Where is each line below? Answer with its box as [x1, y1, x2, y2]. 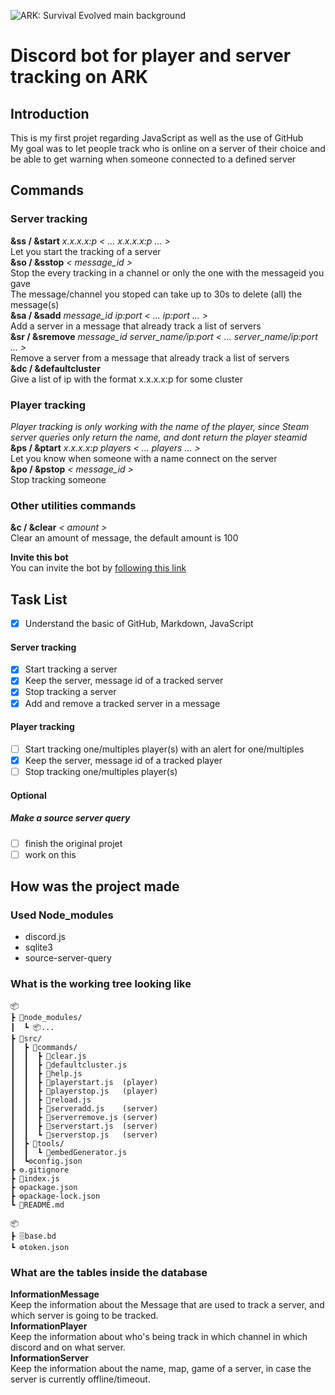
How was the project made [10, 878, 180, 895]
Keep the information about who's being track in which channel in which [10, 1330, 308, 1342]
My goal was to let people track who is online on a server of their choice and [10, 143, 326, 154]
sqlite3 [24, 941, 53, 954]
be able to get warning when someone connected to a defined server [10, 153, 297, 165]
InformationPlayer [10, 1320, 88, 1332]
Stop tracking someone [10, 473, 107, 485]
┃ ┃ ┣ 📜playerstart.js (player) [10, 1077, 159, 1087]
